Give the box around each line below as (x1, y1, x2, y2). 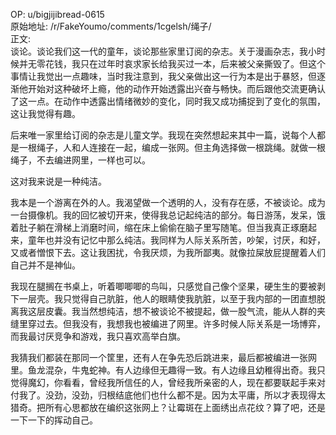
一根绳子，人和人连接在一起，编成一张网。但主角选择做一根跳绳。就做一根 (18, 142, 326, 153)
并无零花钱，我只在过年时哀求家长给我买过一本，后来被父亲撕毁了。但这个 (18, 58, 326, 69)
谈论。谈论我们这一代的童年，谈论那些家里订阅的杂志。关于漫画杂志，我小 (10, 45, 317, 57)
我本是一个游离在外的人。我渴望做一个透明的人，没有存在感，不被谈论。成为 (10, 197, 326, 208)
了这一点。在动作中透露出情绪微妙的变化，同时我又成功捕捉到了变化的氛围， (10, 95, 326, 107)
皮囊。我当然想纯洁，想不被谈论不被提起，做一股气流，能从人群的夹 (44, 305, 326, 317)
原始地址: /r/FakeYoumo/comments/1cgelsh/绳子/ (10, 20, 212, 32)
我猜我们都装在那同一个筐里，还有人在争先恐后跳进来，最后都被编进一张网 (10, 352, 317, 363)
